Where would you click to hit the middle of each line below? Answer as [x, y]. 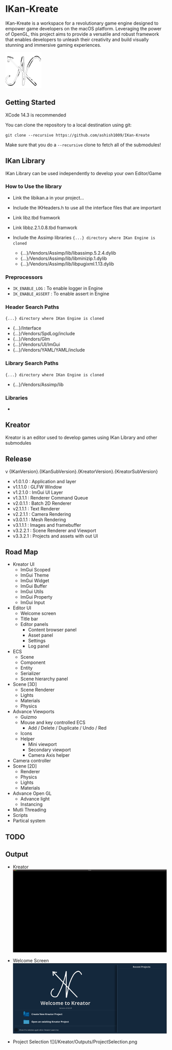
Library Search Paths [32, 364]
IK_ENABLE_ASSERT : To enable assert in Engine [61, 294]
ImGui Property [36, 597]
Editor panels [34, 624]
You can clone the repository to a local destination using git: [69, 125]
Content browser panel [52, 630]
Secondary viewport [49, 750]
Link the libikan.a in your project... [48, 198]
